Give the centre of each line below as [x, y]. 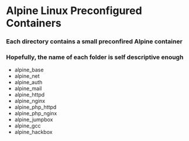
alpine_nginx [30, 101]
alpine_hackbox [33, 132]
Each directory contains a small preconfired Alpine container [94, 42]
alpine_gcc [28, 126]
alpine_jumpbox [34, 120]
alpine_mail [28, 88]
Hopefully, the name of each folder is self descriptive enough [95, 57]
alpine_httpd [30, 95]
